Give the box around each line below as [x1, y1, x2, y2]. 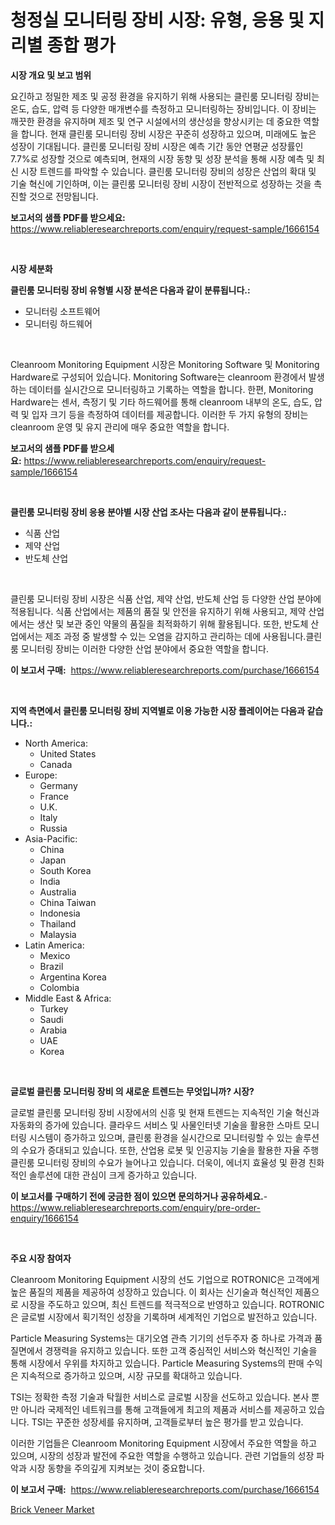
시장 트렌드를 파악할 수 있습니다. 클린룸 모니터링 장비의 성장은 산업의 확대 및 [20, 165, 317, 177]
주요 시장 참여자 [10, 1252, 72, 1264]
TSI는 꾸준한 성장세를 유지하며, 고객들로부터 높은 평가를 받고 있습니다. [31, 1416, 304, 1428]
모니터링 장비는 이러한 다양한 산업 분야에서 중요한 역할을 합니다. [20, 642, 269, 655]
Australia [39, 886, 77, 898]
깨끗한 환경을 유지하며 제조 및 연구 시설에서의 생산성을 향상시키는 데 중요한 [10, 115, 302, 127]
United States [39, 747, 97, 760]
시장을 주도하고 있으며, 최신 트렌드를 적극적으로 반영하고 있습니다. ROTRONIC [20, 1298, 325, 1310]
